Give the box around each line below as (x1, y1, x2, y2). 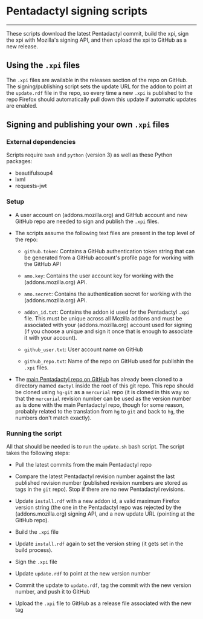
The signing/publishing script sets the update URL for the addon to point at (6, 83, 193, 90)
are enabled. (6, 102, 38, 109)
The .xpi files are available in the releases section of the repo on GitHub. (6, 76, 188, 83)
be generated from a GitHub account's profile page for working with (24, 254, 194, 261)
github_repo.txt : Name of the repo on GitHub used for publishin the (24, 357, 194, 365)
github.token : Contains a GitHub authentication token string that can (24, 247, 195, 254)
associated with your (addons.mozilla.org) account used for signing (24, 321, 192, 328)
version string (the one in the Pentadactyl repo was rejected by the (14, 504, 182, 511)
